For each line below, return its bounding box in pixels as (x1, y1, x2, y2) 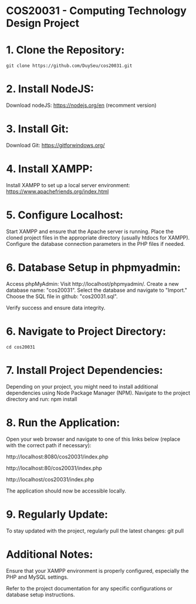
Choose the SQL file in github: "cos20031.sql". (6, 292, 119, 300)
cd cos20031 (6, 344, 35, 350)
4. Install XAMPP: (6, 163, 93, 176)
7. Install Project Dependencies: (6, 363, 163, 377)
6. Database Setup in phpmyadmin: (6, 261, 181, 274)
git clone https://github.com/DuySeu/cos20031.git (6, 63, 133, 69)
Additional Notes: (6, 548, 93, 561)
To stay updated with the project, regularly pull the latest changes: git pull (6, 527, 184, 534)
